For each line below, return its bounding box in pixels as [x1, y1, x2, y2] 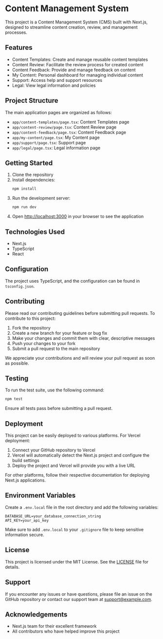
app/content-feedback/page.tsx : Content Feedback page [12, 129, 127, 135]
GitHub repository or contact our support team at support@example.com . [5, 596, 152, 602]
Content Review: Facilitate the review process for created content [12, 61, 144, 67]
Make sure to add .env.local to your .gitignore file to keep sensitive [5, 526, 144, 532]
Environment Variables [5, 491, 76, 500]
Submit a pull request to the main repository [12, 346, 100, 351]
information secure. [5, 532, 45, 538]
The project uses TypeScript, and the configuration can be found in [5, 278, 140, 284]
